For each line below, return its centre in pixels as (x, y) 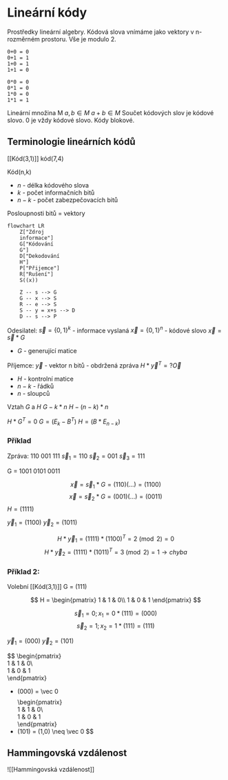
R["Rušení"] (37, 274)
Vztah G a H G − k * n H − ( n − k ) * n (58, 407)
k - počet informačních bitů (56, 192)
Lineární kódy (47, 13)
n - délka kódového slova (53, 185)
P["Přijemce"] (40, 268)
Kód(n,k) (20, 172)
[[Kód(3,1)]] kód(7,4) (35, 158)
